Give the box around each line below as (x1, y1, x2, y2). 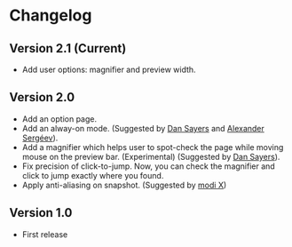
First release (21, 228, 68, 240)
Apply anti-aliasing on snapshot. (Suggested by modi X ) (21, 179, 227, 190)
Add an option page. (21, 113, 98, 124)
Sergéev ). (21, 132, 59, 143)
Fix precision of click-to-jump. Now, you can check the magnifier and (21, 161, 275, 171)
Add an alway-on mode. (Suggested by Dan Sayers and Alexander (21, 123, 264, 133)
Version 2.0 (9, 90, 75, 105)
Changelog (9, 5, 92, 26)
